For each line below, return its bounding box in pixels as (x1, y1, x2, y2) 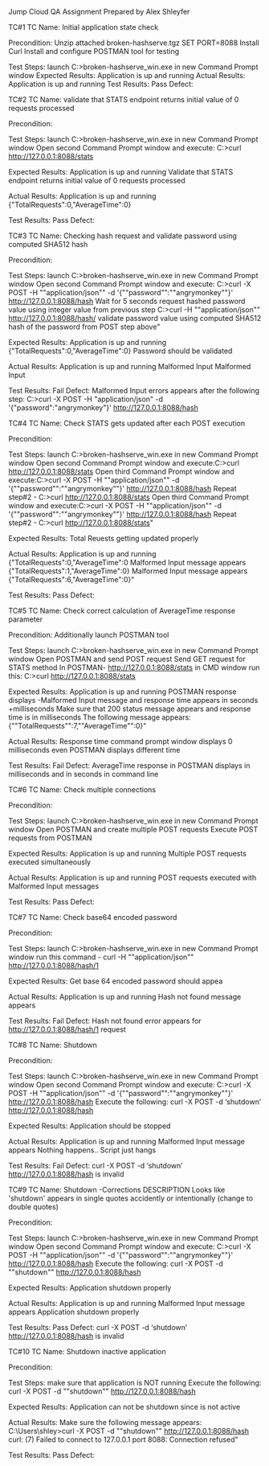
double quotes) (8, 1202, 59, 1211)
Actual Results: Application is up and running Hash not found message (8, 992, 242, 1001)
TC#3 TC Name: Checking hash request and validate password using (8, 231, 237, 240)
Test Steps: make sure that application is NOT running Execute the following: (8, 1378, 262, 1387)
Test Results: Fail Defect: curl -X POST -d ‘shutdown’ (8, 1161, 183, 1170)
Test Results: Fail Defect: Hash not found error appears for (8, 1016, 202, 1025)
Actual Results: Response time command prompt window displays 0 (8, 737, 233, 746)
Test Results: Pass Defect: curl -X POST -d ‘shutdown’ (8, 1323, 187, 1332)
